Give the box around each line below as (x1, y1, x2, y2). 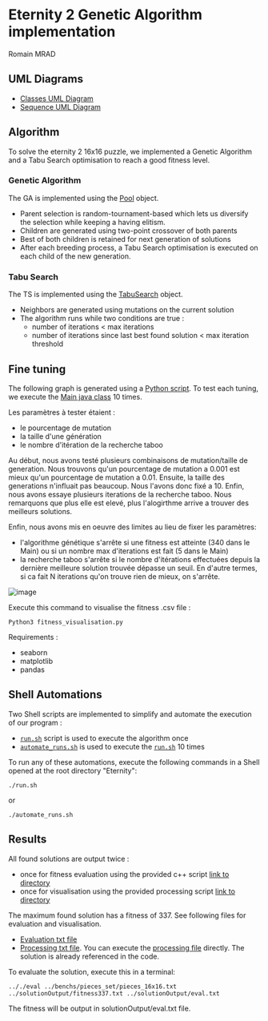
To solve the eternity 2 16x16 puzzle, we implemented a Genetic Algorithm (8, 147, 252, 156)
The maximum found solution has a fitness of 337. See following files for (8, 910, 246, 920)
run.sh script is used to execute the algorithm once (19, 733, 189, 742)
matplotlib (19, 656, 54, 665)
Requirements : (8, 632, 58, 641)
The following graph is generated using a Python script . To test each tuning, (8, 383, 258, 393)
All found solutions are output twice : (8, 854, 130, 863)
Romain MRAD (8, 49, 56, 58)
